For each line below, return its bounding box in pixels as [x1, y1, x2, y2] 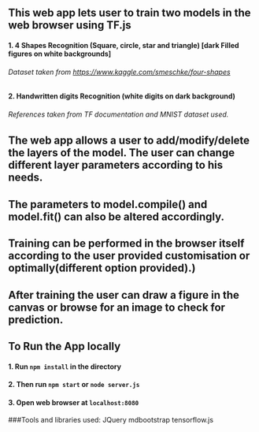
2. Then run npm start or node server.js [8, 380, 140, 389]
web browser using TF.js [8, 19, 131, 32]
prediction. [8, 313, 64, 326]
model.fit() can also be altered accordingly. [8, 210, 225, 223]
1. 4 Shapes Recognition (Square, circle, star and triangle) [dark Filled [8, 40, 239, 50]
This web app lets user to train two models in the [8, 6, 251, 20]
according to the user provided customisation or [8, 249, 250, 263]
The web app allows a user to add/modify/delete [8, 134, 250, 147]
